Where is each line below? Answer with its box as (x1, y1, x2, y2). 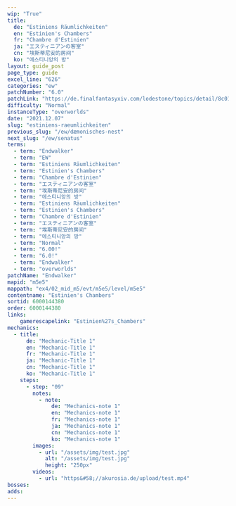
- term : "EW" (13, 154, 52, 162)
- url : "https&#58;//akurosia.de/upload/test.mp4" (38, 475, 190, 482)
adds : (7, 488, 23, 495)
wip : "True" (7, 10, 42, 18)
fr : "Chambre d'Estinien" (13, 37, 90, 44)
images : (32, 442, 55, 449)
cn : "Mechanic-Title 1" (25, 364, 96, 371)
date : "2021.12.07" (7, 115, 65, 122)
